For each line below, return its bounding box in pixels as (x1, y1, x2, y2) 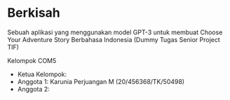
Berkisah (7, 5, 61, 21)
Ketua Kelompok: (17, 70, 67, 78)
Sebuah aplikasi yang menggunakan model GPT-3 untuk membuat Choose (7, 28, 223, 36)
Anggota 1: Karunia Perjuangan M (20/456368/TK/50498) (17, 77, 184, 85)
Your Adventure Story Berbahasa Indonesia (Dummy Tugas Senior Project (7, 35, 221, 43)
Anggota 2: (17, 85, 50, 93)
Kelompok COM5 (7, 56, 57, 64)
